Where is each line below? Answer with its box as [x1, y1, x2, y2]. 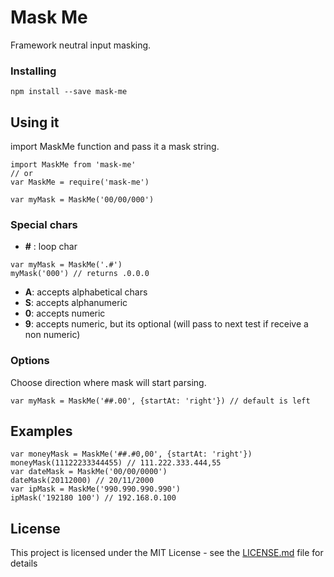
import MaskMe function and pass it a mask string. [10, 141, 220, 153]
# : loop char [24, 241, 78, 253]
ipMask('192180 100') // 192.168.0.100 [10, 493, 177, 503]
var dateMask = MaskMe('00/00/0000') [10, 467, 168, 477]
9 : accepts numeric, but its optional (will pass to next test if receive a [24, 318, 309, 330]
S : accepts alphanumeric [24, 297, 128, 309]
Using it [10, 114, 60, 131]
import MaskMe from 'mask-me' [10, 160, 137, 170]
